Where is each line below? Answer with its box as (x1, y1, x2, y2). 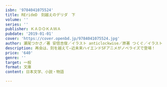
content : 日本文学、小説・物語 (5, 70, 64, 75)
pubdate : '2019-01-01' (5, 31, 54, 36)
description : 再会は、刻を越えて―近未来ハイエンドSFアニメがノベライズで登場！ (5, 46, 156, 51)
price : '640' (5, 50, 33, 55)
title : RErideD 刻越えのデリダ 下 (5, 12, 76, 17)
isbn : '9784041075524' (5, 7, 54, 13)
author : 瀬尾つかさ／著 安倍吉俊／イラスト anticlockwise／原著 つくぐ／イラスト (5, 41, 163, 46)
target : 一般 (5, 60, 32, 65)
